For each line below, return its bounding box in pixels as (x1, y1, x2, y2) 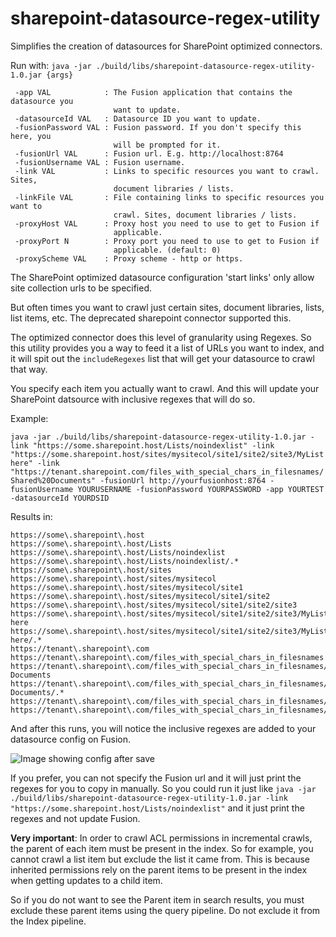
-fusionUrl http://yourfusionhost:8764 (99, 475, 267, 486)
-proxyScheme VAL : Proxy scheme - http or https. (14, 253, 244, 264)
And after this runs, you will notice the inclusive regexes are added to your (10, 722, 317, 734)
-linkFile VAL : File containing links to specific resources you (14, 192, 325, 202)
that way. (10, 363, 48, 375)
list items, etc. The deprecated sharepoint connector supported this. (10, 312, 292, 324)
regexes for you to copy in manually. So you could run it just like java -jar (10, 782, 317, 794)
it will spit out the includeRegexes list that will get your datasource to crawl (10, 352, 315, 364)
